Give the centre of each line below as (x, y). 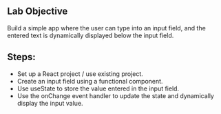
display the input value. (50, 103)
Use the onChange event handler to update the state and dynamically (116, 95)
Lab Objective (38, 11)
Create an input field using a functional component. (90, 81)
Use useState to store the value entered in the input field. (98, 88)
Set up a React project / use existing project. (80, 74)
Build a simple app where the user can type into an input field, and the (107, 28)
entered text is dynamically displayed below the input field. (91, 35)
